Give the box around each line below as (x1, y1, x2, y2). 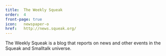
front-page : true (5, 17, 42, 22)
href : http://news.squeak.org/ (5, 26, 77, 31)
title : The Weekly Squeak (5, 7, 63, 13)
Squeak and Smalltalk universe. (5, 45, 72, 51)
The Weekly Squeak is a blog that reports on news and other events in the (5, 40, 161, 46)
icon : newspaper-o (5, 21, 50, 27)
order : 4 (5, 12, 27, 17)
